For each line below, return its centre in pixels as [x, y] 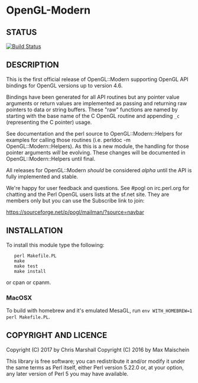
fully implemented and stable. [42, 176]
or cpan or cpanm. [29, 282]
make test [26, 266]
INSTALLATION [35, 231]
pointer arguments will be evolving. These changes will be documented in [96, 152]
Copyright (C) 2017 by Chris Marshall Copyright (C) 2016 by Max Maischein [98, 349]
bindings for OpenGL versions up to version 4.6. [64, 85]
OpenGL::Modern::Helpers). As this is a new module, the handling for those [98, 146]
